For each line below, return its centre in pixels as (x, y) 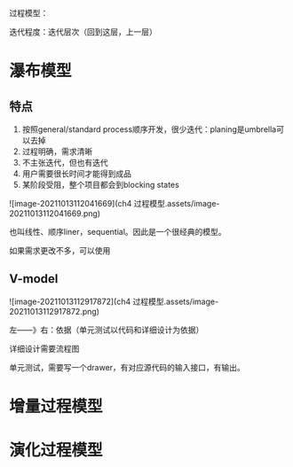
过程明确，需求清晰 (57, 152)
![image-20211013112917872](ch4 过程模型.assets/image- (114, 301)
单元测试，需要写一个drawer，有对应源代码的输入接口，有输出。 (127, 367)
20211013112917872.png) (55, 311)
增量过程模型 (56, 407)
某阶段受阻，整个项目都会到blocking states (100, 185)
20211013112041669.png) (55, 214)
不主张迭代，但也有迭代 (65, 163)
